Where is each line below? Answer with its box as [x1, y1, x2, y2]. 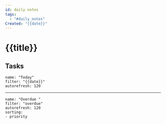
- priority [5, 114, 28, 119]
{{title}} [5, 42, 38, 53]
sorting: [5, 110, 23, 115]
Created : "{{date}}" [5, 21, 48, 26]
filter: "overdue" [5, 101, 43, 106]
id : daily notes [5, 7, 39, 12]
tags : [5, 12, 16, 17]
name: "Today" [5, 75, 35, 80]
